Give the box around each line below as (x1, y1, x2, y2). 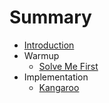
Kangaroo (38, 81, 80, 93)
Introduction (23, 39, 75, 51)
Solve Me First (38, 60, 99, 72)
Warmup (23, 49, 60, 61)
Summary (9, 6, 92, 29)
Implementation (23, 71, 89, 83)
